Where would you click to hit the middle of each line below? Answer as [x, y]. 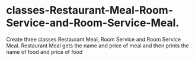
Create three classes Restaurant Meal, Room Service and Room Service [94, 39]
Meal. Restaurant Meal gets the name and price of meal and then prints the [98, 46]
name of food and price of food [44, 52]
